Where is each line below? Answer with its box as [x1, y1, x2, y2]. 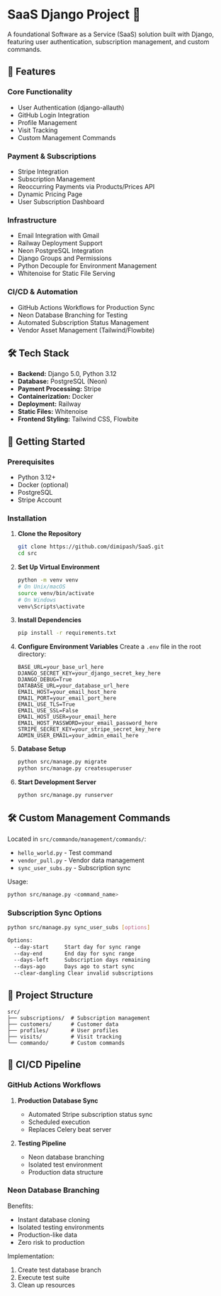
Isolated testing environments [17, 1223, 105, 1231]
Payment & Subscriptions [7, 151, 97, 161]
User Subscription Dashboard [17, 197, 105, 205]
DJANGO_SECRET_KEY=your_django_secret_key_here [17, 670, 161, 678]
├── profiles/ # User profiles [7, 1027, 119, 1034]
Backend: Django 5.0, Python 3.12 [17, 370, 117, 378]
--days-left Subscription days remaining [13, 956, 151, 964]
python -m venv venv [17, 577, 79, 584]
